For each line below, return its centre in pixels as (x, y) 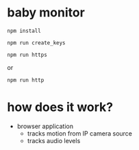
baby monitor (46, 13)
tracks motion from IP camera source (79, 133)
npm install (24, 31)
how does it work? (60, 107)
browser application (45, 126)
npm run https (27, 55)
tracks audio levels (54, 140)
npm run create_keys (37, 42)
